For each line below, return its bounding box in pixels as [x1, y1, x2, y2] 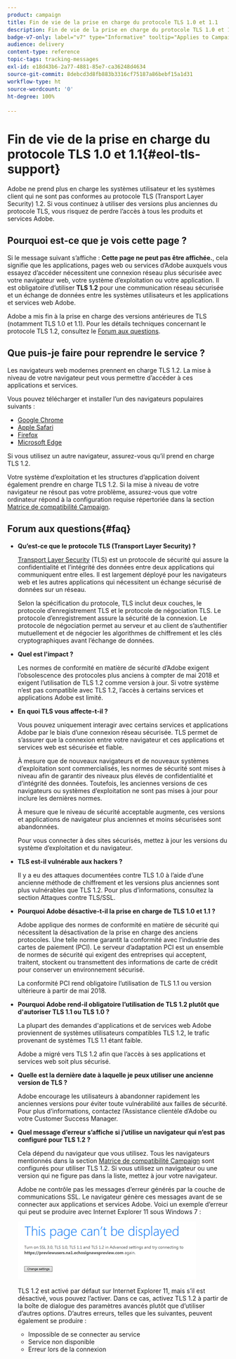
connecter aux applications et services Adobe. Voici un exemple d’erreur [17, 1199, 228, 1209]
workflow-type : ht [7, 78, 61, 85]
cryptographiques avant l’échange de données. [17, 636, 155, 645]
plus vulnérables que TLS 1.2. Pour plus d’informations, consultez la [17, 886, 214, 894]
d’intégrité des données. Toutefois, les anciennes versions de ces [17, 779, 208, 787]
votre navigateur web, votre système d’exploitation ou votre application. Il [7, 276, 220, 284]
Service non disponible [27, 1337, 95, 1346]
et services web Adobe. [7, 298, 76, 307]
